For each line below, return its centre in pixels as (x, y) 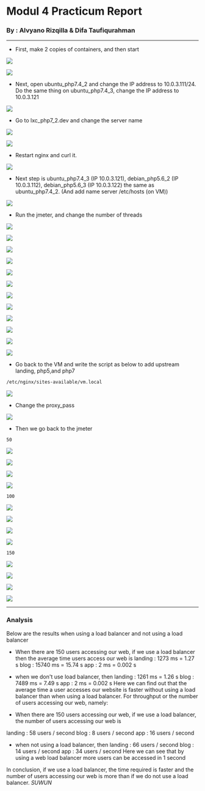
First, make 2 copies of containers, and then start (77, 50)
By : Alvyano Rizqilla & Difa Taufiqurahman (71, 31)
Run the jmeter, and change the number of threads (79, 215)
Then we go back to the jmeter (54, 429)
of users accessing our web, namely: (62, 702)
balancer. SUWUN (29, 782)
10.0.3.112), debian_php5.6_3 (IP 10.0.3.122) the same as (85, 185)
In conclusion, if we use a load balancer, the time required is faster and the (100, 770)
